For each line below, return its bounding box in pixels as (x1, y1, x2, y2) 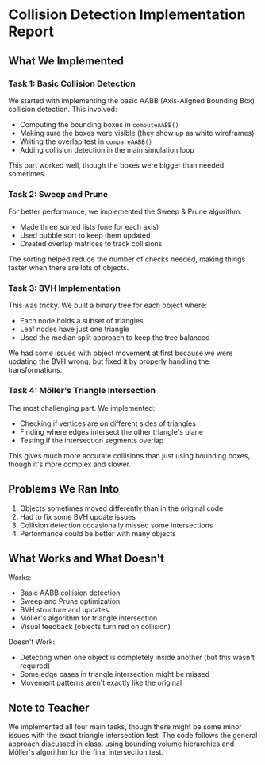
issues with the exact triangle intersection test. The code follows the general (8, 731, 258, 740)
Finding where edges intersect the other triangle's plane (19, 427, 204, 436)
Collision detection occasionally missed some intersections (19, 520, 213, 530)
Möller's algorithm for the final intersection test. (8, 748, 164, 757)
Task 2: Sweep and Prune (8, 188, 109, 199)
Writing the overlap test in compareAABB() (19, 137, 152, 146)
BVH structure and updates (19, 605, 109, 615)
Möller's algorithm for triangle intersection (19, 613, 158, 623)
